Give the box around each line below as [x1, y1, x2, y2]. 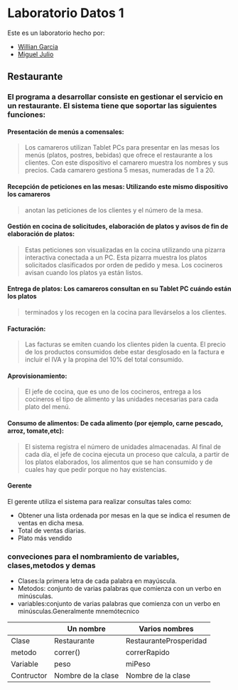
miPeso [125, 659, 151, 669]
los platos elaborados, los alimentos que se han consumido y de [24, 458, 213, 466]
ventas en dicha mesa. [17, 518, 84, 527]
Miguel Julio [17, 50, 54, 58]
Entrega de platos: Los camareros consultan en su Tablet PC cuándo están [7, 284, 232, 293]
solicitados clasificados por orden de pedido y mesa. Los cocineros [24, 260, 223, 269]
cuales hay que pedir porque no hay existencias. [24, 465, 167, 473]
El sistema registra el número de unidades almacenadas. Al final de [24, 442, 222, 450]
